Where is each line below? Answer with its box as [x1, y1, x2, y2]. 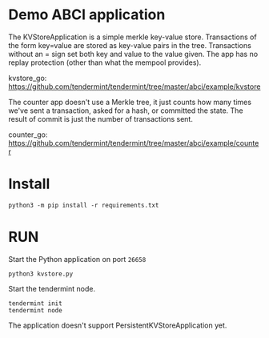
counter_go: [8, 130, 48, 139]
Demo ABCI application [8, 6, 166, 24]
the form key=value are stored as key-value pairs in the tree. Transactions [8, 40, 252, 50]
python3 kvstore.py [8, 270, 74, 278]
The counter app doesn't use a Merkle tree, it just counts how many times [8, 97, 252, 107]
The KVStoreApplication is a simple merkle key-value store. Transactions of [8, 32, 258, 42]
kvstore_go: [8, 73, 47, 82]
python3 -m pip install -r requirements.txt [8, 201, 159, 209]
